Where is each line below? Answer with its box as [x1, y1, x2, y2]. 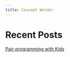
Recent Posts [5, 29, 63, 40]
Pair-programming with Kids [5, 46, 65, 52]
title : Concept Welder [5, 7, 54, 13]
